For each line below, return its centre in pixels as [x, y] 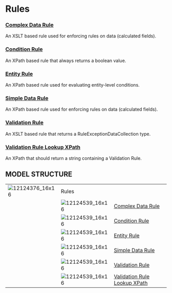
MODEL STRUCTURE [39, 174]
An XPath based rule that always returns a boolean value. [66, 60]
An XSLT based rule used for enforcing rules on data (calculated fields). [81, 36]
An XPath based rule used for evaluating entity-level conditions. [72, 85]
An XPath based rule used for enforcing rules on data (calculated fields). [82, 109]
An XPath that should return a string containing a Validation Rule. [73, 158]
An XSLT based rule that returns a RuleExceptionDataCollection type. [78, 134]
